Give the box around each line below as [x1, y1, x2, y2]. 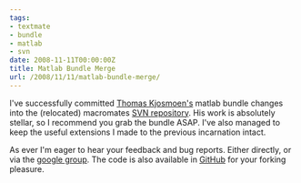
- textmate [9, 22, 51, 31]
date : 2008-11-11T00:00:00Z [9, 56, 116, 65]
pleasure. [9, 163, 45, 174]
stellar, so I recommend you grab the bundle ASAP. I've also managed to [9, 117, 280, 127]
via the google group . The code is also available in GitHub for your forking [9, 154, 286, 165]
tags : [9, 13, 30, 23]
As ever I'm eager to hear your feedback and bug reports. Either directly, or [9, 144, 292, 155]
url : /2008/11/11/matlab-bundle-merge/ [9, 73, 161, 82]
